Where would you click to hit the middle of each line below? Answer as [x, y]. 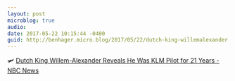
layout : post [26, 14]
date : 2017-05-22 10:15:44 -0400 [56, 33]
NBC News [23, 70]
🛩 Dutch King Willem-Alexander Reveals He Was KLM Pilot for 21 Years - [113, 61]
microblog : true [31, 20]
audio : [17, 27]
